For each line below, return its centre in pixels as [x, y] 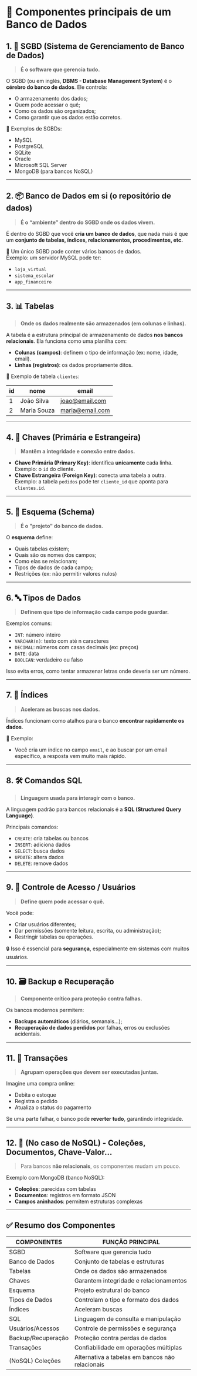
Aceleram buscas [98, 1309]
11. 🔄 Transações [37, 1058]
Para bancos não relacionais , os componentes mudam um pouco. [100, 1166]
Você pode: [20, 913]
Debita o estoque [35, 1095]
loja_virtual [30, 269]
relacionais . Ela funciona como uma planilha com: [67, 341]
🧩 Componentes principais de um [89, 12]
